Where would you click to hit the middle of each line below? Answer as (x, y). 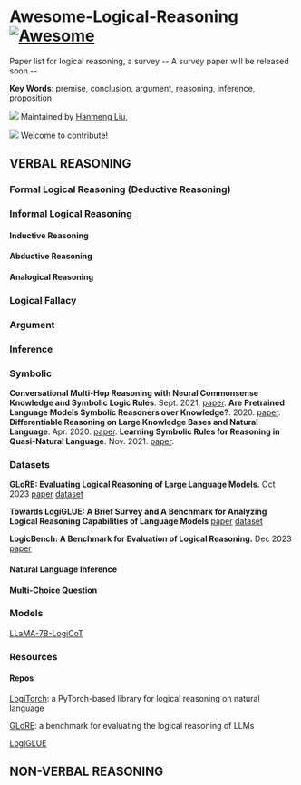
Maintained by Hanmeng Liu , (74, 116)
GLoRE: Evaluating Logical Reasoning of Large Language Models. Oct (142, 485)
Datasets (29, 464)
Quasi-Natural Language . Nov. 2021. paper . (92, 441)
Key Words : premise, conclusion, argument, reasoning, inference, (132, 88)
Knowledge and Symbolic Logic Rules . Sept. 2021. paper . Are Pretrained (147, 403)
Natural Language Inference (63, 569)
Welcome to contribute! (64, 135)
